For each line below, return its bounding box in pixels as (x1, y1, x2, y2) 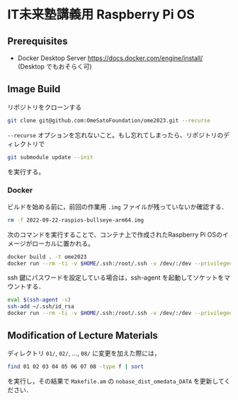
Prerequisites (7, 35, 68, 47)
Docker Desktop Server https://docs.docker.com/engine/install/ (17, 54, 203, 62)
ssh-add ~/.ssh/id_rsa (7, 303, 74, 310)
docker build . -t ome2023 (7, 253, 87, 261)
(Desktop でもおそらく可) (17, 62, 92, 71)
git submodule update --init (7, 154, 93, 161)
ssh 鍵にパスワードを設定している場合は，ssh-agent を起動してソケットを (7, 273, 225, 282)
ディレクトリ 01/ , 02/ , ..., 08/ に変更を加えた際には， (7, 348, 161, 358)
